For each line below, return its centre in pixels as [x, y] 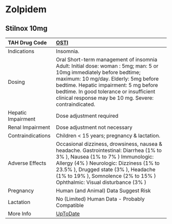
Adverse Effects [27, 163]
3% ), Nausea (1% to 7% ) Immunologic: [105, 157]
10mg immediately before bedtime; [98, 72]
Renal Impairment [29, 127]
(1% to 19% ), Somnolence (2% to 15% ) [106, 176]
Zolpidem [26, 9]
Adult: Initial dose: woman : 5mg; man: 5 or [107, 66]
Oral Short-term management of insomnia [107, 60]
